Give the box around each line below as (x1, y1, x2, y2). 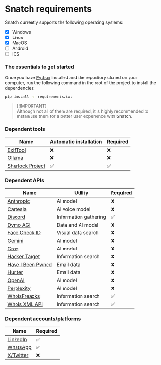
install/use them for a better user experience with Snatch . (16, 114, 132, 119)
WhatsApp (7, 344, 32, 351)
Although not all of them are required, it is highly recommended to (16, 108, 149, 114)
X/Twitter (7, 352, 29, 359)
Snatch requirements (5, 3, 92, 15)
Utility (74, 190, 89, 196)
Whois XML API (7, 301, 43, 307)
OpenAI (7, 277, 25, 284)
